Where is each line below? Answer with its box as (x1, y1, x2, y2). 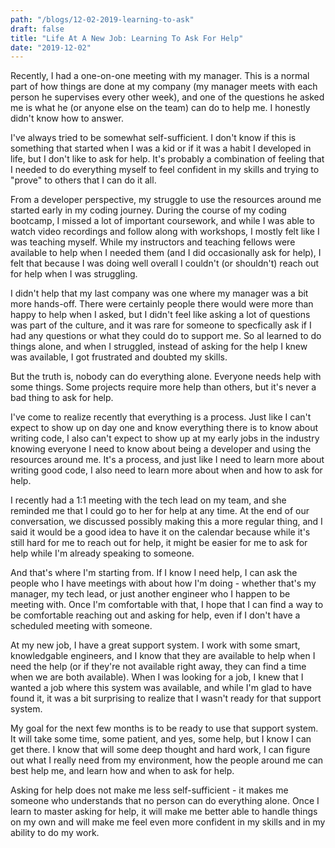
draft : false (10, 24, 65, 34)
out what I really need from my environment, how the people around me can (10, 754, 324, 766)
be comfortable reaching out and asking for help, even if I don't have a (10, 609, 301, 621)
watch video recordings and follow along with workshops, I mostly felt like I (10, 226, 320, 238)
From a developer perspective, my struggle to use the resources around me (10, 194, 322, 206)
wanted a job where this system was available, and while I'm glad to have (10, 682, 312, 694)
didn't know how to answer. (10, 112, 124, 125)
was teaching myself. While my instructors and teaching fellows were (10, 236, 296, 248)
